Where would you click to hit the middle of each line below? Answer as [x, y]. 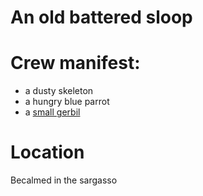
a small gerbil [52, 112]
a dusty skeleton [59, 91]
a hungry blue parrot [67, 102]
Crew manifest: [75, 63]
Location [47, 152]
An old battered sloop [101, 17]
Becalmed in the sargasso [64, 180]
